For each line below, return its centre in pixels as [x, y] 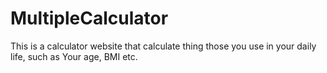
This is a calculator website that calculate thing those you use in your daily [163, 46]
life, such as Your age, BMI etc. [74, 56]
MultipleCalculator [89, 18]
